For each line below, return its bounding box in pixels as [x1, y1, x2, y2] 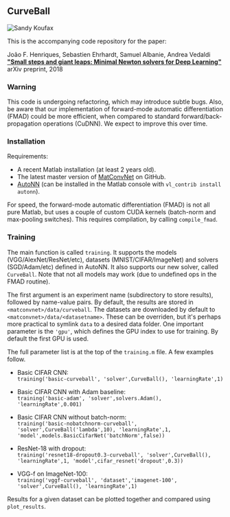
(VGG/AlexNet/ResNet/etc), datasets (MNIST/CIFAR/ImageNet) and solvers [7, 255, 218, 264]
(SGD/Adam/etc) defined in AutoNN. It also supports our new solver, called [7, 262, 218, 271]
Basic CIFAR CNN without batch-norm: [16, 413, 127, 421]
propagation [7, 119, 42, 128]
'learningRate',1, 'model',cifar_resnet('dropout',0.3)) [16, 457, 184, 464]
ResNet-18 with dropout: [16, 444, 87, 452]
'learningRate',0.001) [16, 401, 82, 408]
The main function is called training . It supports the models [7, 248, 177, 256]
